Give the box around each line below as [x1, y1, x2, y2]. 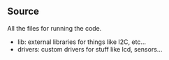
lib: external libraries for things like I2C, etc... [17, 38, 147, 46]
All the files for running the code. [7, 24, 102, 32]
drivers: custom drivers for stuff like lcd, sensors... [17, 45, 163, 53]
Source [7, 6, 40, 17]
